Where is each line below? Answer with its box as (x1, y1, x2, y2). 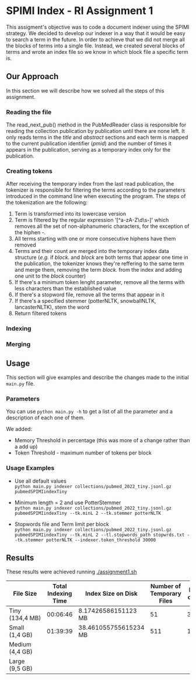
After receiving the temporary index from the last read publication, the (6, 180, 174, 187)
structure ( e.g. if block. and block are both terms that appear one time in (14, 254, 188, 261)
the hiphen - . (14, 229, 46, 236)
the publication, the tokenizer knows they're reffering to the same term (14, 260, 185, 267)
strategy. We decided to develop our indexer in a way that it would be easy (6, 29, 185, 36)
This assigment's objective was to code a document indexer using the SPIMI (6, 23, 190, 30)
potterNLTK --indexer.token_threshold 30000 (45, 537, 156, 543)
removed (14, 241, 36, 248)
